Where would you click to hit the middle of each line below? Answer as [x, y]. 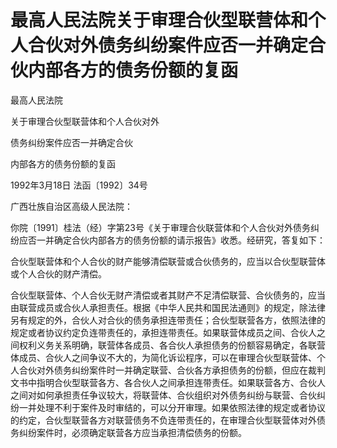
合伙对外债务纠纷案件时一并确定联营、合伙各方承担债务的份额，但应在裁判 [172, 370]
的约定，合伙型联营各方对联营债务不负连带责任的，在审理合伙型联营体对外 [163, 420]
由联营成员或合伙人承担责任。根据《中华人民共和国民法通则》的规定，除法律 [168, 307]
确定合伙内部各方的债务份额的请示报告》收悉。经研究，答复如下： [189, 240]
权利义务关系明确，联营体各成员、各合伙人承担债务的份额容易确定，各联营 [172, 345]
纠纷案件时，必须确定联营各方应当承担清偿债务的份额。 [132, 432]
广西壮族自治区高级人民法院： [71, 206]
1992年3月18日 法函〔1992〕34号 [79, 185]
